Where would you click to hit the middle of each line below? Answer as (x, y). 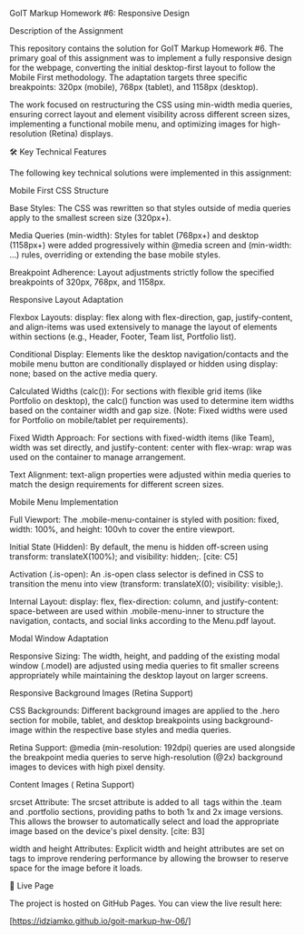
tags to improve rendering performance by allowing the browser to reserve (149, 858)
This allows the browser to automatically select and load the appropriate (144, 821)
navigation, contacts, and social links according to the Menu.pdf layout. (143, 621)
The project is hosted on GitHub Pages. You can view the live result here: (146, 903)
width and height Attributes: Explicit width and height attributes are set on (147, 849)
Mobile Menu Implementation (64, 502)
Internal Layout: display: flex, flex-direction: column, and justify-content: (144, 601)
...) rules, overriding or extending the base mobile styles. (115, 255)
